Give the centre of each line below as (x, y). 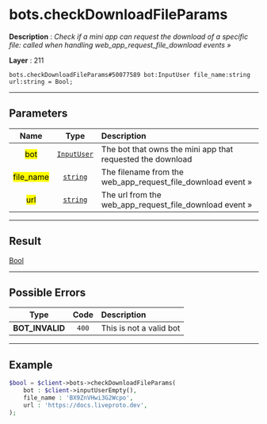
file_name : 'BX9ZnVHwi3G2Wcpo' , (78, 398)
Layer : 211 (27, 60)
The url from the (131, 194)
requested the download (147, 159)
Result (25, 241)
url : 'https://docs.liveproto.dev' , (86, 405)
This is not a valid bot (141, 328)
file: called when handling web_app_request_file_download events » (120, 44)
